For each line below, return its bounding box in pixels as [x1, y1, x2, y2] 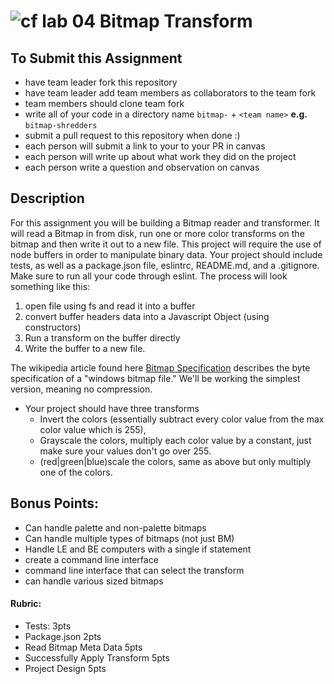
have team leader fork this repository [24, 76, 178, 88]
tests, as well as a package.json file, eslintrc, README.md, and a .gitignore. [10, 259, 320, 271]
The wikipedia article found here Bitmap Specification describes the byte [10, 361, 311, 374]
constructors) [24, 321, 82, 333]
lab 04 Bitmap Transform [41, 10, 253, 33]
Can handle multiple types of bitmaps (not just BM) [24, 532, 235, 544]
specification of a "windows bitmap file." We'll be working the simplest [10, 372, 301, 384]
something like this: [10, 280, 91, 292]
